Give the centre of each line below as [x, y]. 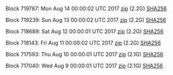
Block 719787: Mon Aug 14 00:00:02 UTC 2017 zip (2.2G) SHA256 [86, 9]
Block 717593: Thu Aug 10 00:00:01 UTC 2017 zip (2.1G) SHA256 [84, 54]
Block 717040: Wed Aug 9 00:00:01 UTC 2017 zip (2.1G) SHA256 [84, 66]
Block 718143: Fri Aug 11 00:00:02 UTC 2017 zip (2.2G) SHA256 [83, 43]
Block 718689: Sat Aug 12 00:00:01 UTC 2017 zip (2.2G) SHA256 [85, 31]
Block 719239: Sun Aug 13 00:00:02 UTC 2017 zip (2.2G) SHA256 [86, 20]
